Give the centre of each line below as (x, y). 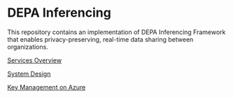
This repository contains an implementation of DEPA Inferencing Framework (116, 32)
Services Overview (34, 60)
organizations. (28, 47)
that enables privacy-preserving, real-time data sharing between (100, 39)
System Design (29, 74)
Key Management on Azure (47, 87)
